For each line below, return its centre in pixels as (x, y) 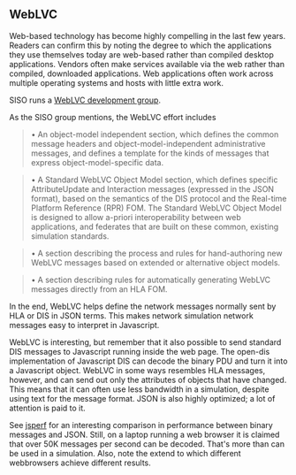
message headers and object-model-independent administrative (148, 143)
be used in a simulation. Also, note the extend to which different (125, 453)
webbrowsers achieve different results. (80, 463)
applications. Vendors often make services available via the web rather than (147, 64)
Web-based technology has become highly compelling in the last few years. (147, 35)
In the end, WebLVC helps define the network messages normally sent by (143, 306)
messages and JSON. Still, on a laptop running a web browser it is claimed (144, 434)
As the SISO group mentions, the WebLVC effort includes (113, 117)
